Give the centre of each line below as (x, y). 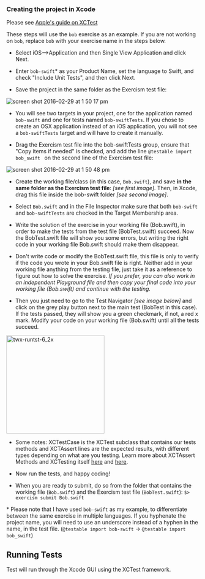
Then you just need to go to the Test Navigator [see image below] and (103, 301)
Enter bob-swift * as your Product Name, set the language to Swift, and (104, 71)
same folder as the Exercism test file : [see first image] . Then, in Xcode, (106, 188)
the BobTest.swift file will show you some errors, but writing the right (102, 238)
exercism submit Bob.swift (50, 498)
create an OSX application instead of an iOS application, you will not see (106, 126)
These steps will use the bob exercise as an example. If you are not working (101, 34)
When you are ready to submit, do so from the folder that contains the (103, 486)
